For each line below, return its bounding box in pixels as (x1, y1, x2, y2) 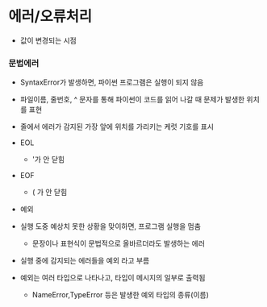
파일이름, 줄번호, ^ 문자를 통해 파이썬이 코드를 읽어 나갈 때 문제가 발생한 (19, 94, 245, 105)
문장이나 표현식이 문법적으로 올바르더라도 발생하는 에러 (31, 239, 206, 248)
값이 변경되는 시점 (19, 35, 77, 45)
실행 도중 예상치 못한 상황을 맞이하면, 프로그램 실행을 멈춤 (19, 222, 202, 231)
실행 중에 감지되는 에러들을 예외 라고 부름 (19, 255, 150, 266)
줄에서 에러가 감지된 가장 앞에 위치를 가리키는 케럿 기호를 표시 (19, 122, 214, 131)
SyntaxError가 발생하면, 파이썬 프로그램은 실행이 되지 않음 (19, 77, 204, 87)
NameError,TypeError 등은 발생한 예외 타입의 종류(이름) (31, 290, 210, 300)
